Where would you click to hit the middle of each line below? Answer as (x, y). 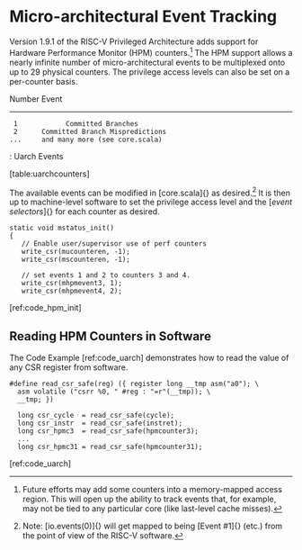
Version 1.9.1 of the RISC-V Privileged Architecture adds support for (134, 41)
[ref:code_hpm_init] (46, 308)
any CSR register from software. (69, 367)
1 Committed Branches (76, 123)
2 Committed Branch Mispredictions (90, 131)
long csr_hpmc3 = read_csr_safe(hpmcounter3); (108, 431)
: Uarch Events (36, 156)
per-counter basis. (44, 81)
